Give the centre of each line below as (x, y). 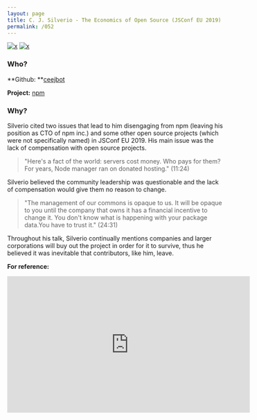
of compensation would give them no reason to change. (87, 189)
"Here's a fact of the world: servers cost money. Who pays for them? (122, 161)
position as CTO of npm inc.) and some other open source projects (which (113, 133)
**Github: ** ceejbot (36, 79)
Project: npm (26, 93)
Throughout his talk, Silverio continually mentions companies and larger (110, 238)
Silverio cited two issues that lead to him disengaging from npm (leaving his (115, 125)
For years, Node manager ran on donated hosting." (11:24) (107, 168)
